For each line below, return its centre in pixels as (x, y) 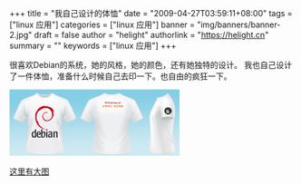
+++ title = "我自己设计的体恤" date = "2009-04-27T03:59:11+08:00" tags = (151, 13)
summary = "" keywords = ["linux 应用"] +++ (93, 45)
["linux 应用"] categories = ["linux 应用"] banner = (102, 24)
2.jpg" (21, 35)
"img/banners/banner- (238, 24)
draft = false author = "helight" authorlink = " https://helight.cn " (151, 35)
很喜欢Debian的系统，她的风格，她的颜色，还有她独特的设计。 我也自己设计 (151, 65)
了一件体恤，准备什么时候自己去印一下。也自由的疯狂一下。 (121, 76)
